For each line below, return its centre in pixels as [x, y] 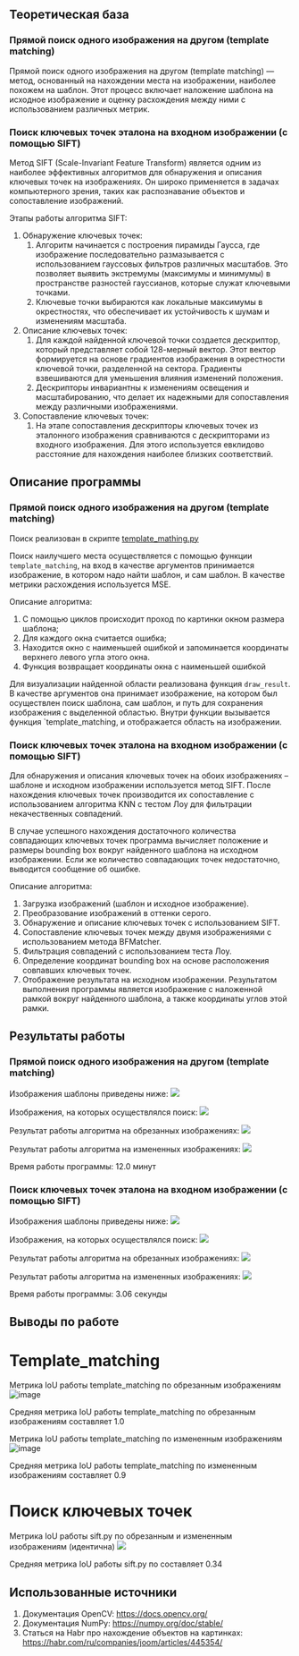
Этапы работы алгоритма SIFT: [68, 217]
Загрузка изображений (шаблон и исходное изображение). [136, 904]
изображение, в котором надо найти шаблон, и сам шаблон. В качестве [147, 574]
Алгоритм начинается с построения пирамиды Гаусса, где [148, 244]
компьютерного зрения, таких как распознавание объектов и [127, 191]
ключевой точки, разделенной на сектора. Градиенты [139, 368]
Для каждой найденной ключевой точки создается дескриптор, [158, 340]
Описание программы [75, 482]
